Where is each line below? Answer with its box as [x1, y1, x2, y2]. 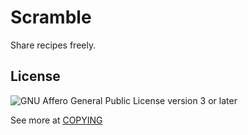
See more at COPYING [10, 114, 103, 126]
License [10, 68, 61, 85]
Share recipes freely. [10, 39, 97, 51]
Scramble [10, 6, 92, 29]
